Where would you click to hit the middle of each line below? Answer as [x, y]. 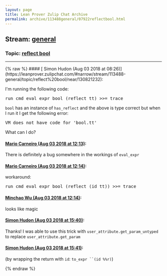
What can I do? [21, 132]
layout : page [19, 10]
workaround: [18, 177]
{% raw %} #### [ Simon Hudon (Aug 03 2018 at [55, 69]
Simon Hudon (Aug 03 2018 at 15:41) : [44, 248]
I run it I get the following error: [37, 113]
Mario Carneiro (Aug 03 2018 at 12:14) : [46, 166]
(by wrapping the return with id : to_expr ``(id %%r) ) [59, 259]
